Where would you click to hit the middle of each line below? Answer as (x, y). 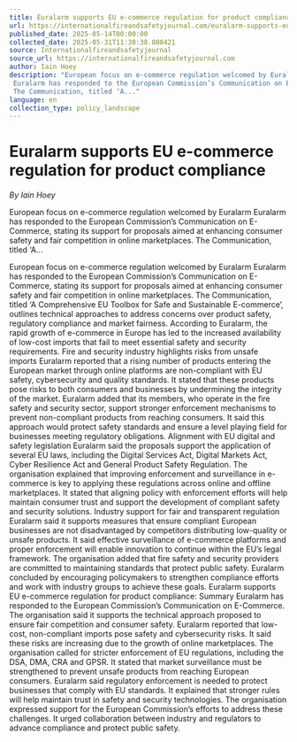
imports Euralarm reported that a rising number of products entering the (140, 361)
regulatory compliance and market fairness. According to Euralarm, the (138, 323)
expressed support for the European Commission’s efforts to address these (146, 709)
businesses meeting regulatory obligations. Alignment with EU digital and (142, 437)
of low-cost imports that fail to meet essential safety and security (128, 343)
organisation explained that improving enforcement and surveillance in (137, 474)
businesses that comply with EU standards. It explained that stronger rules (145, 691)
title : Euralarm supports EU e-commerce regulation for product (130, 17)
